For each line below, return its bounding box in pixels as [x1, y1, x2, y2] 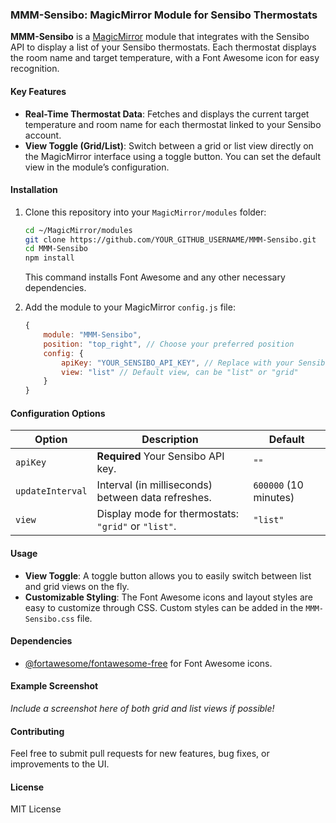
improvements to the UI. [10, 758, 110, 770]
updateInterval [15, 486, 88, 497]
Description [141, 433, 199, 447]
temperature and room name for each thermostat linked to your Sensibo [24, 118, 322, 130]
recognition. [10, 63, 60, 75]
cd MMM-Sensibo [24, 244, 89, 254]
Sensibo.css [24, 614, 75, 624]
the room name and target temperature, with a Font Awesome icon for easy [10, 52, 320, 64]
